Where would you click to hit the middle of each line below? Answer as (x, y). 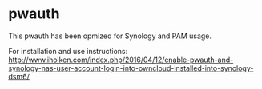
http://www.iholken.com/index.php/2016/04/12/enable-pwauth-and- (121, 60)
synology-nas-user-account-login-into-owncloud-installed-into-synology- (131, 68)
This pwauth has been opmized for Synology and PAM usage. (110, 36)
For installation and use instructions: (68, 51)
